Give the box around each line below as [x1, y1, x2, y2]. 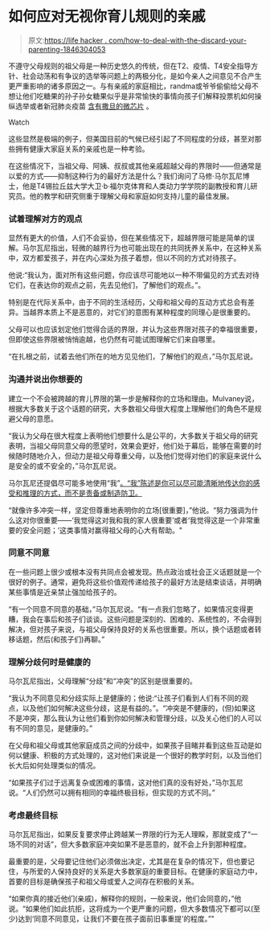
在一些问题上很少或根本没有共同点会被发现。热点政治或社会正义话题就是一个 [8, 567, 262, 576]
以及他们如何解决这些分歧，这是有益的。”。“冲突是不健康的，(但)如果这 [22, 703, 256, 713]
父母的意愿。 [14, 413, 58, 423]
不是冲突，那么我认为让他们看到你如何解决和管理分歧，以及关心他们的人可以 [8, 713, 262, 724]
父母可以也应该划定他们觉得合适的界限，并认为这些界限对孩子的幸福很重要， [8, 325, 262, 334]
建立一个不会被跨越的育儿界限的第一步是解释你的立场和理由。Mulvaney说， [8, 393, 260, 403]
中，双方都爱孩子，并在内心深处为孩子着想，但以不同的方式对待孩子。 [8, 253, 241, 263]
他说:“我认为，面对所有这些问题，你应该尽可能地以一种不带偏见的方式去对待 [8, 270, 260, 280]
